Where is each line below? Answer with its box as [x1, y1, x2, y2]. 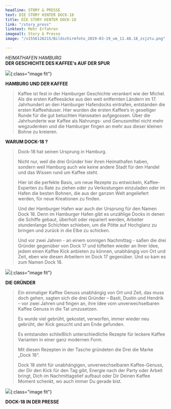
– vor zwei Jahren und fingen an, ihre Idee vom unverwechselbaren [17, 300, 160, 306]
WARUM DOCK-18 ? [5, 138, 48, 145]
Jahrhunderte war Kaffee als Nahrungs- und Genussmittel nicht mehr [17, 117, 164, 124]
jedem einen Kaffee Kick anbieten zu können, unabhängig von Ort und [17, 248, 166, 254]
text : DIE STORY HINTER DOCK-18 [5, 12, 74, 17]
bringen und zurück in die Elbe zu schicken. [17, 227, 110, 233]
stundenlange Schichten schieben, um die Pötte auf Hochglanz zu [17, 221, 157, 228]
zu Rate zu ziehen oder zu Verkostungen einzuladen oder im [38, 185, 165, 191]
